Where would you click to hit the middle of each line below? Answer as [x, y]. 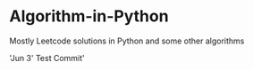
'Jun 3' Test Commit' [47, 58]
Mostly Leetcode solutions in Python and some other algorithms [127, 41]
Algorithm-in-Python [89, 16]
